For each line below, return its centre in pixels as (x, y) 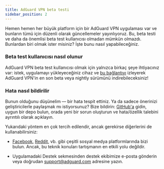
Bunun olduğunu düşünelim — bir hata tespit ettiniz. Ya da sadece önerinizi (81, 101)
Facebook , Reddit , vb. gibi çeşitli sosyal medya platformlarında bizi (80, 141)
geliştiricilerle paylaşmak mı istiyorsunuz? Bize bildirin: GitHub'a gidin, (76, 107)
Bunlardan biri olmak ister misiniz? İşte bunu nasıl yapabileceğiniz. (72, 44)
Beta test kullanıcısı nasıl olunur (44, 57)
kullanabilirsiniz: (21, 132)
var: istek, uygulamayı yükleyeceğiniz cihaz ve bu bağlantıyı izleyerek (75, 72)
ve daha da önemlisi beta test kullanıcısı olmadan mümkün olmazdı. (73, 39)
